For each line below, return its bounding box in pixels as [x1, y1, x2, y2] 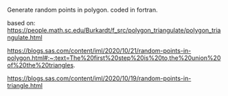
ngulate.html [7, 33, 43, 42]
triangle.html [7, 82, 43, 89]
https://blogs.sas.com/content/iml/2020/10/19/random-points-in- [7, 74, 192, 82]
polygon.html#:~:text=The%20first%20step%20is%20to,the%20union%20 [7, 54, 221, 62]
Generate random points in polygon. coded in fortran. [7, 6, 158, 14]
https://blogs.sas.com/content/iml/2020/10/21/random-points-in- [7, 47, 192, 54]
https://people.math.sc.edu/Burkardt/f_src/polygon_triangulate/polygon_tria [7, 27, 221, 34]
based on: [7, 19, 36, 27]
